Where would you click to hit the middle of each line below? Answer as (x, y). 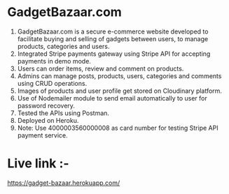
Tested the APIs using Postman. (63, 113)
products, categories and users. (63, 46)
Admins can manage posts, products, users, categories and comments (119, 76)
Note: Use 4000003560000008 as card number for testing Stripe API (118, 128)
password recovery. (46, 105)
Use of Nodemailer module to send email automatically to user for (112, 98)
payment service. (42, 135)
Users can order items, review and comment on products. (100, 68)
